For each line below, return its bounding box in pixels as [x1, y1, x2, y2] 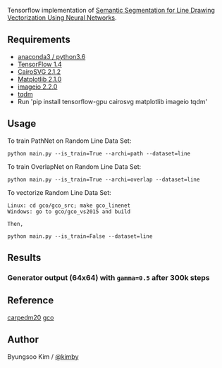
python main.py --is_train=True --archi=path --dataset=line [7, 150, 191, 157]
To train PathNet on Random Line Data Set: [7, 137, 132, 145]
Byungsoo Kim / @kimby [7, 352, 79, 361]
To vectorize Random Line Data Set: [7, 188, 111, 196]
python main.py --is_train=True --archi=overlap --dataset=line [7, 176, 200, 183]
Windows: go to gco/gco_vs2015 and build [7, 208, 131, 215]
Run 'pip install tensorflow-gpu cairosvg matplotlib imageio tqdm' [17, 97, 208, 106]
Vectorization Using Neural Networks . [7, 13, 118, 22]
